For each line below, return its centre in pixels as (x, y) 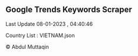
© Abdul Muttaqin (27, 47)
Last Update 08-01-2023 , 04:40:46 (49, 24)
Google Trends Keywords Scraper (69, 10)
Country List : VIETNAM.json (40, 35)
